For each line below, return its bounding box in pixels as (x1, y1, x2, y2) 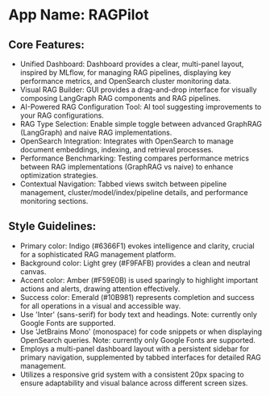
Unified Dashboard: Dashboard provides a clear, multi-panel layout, (19, 59, 244, 69)
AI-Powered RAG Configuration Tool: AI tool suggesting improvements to (19, 102, 262, 111)
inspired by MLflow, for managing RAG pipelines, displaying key (19, 68, 231, 77)
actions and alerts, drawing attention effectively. (19, 284, 181, 294)
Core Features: (8, 38, 85, 52)
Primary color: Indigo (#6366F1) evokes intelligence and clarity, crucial (19, 240, 255, 251)
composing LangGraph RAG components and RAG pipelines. (19, 94, 222, 102)
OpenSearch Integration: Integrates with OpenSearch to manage (19, 136, 234, 146)
